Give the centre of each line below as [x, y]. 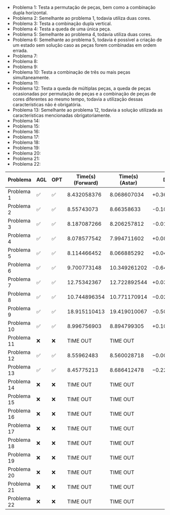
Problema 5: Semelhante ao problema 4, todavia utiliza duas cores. [82, 34]
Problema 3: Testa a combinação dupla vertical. [62, 23]
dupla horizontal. [30, 13]
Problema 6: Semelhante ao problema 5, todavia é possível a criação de [87, 40]
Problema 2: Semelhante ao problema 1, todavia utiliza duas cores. [82, 18]
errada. [20, 51]
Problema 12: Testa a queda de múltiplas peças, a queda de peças [81, 88]
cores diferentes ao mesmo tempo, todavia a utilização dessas [78, 99]
